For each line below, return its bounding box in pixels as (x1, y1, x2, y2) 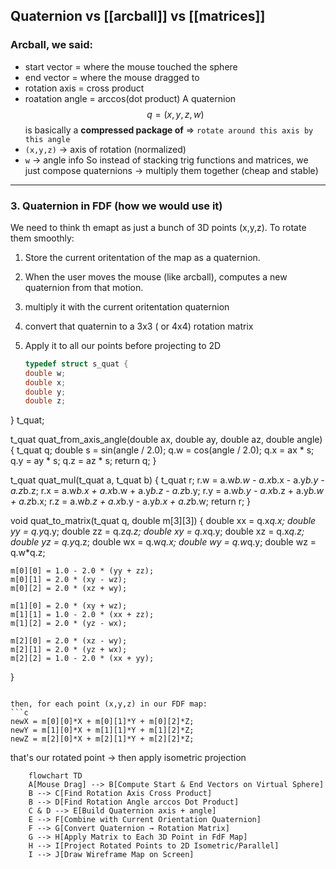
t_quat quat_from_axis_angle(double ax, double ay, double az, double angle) (10, 434, 323, 446)
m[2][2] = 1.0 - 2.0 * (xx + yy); (10, 654, 155, 664)
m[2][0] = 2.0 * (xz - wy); (10, 636, 128, 646)
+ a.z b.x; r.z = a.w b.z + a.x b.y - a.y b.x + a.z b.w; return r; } (10, 495, 252, 508)
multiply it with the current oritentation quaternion (24, 300, 230, 313)
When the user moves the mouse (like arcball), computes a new (24, 270, 288, 283)
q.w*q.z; (10, 547, 46, 559)
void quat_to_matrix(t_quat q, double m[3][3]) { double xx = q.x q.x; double (10, 515, 317, 527)
